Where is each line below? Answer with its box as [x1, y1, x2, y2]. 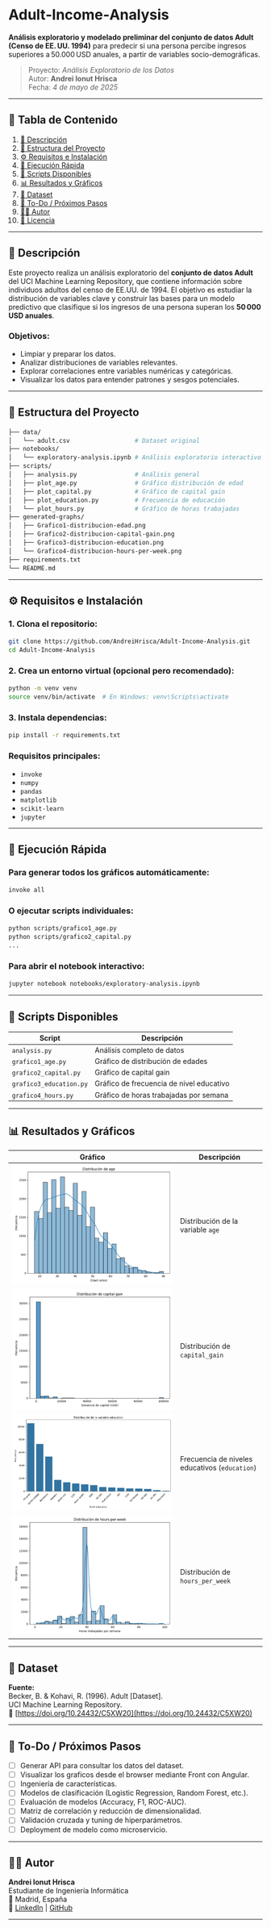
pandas [19, 787, 43, 795]
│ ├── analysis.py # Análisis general [8, 470, 200, 479]
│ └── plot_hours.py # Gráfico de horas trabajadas [8, 504, 240, 513]
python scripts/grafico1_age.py [8, 924, 117, 933]
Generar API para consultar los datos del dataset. [19, 1761, 184, 1771]
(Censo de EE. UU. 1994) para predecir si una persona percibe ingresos [8, 40, 247, 50]
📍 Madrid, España [8, 1894, 68, 1905]
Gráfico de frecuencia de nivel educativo [94, 1079, 230, 1088]
